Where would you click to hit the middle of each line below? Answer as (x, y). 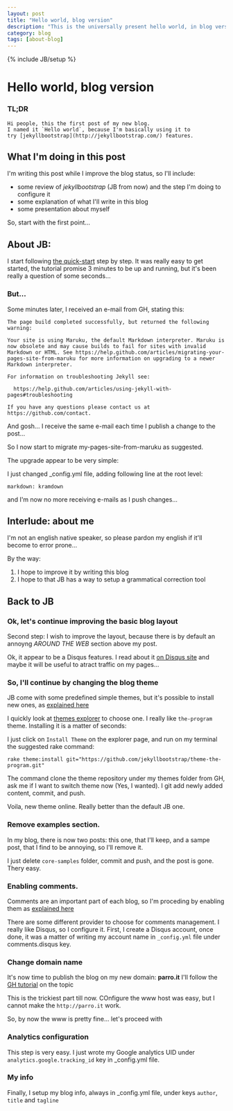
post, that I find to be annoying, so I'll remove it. (75, 847)
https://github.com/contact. (49, 413)
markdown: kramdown (35, 486)
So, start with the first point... (49, 222)
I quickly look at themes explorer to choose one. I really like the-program (110, 718)
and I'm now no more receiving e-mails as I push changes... (93, 499)
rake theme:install (35, 759)
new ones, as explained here (48, 705)
